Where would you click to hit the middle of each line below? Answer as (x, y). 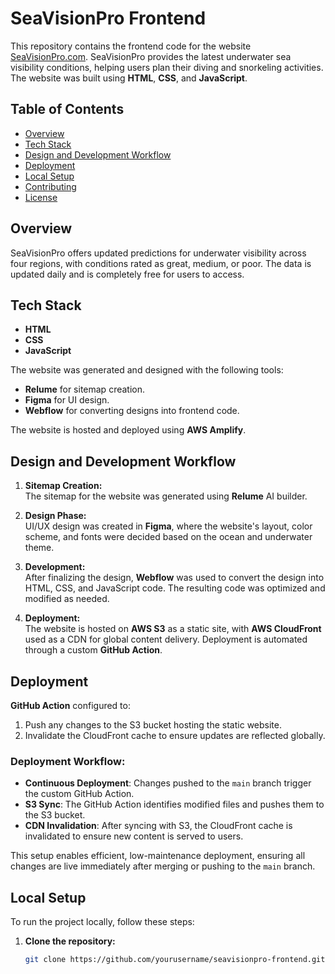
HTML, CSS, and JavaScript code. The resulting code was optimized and (175, 588)
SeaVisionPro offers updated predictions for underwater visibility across (158, 253)
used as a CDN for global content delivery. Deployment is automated (166, 639)
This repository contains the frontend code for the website (131, 46)
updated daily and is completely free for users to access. (127, 274)
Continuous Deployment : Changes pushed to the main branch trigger (168, 783)
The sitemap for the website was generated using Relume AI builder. (166, 496)
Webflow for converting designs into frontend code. (132, 411)
